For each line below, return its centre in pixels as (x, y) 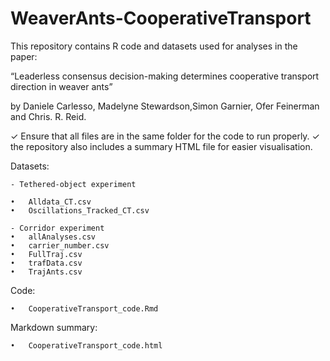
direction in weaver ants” (61, 86)
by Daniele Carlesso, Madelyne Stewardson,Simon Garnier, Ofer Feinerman (165, 106)
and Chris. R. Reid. (48, 116)
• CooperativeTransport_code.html (86, 345)
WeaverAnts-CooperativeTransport (161, 18)
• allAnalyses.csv (53, 237)
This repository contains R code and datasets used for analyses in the (154, 46)
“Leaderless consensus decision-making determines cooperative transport (165, 76)
